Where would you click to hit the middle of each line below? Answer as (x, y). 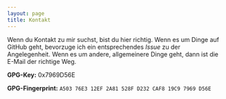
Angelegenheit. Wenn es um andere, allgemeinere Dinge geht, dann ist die (113, 54)
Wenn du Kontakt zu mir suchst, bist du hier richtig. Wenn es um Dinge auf (113, 39)
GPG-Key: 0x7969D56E (41, 75)
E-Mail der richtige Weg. (42, 61)
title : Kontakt (29, 20)
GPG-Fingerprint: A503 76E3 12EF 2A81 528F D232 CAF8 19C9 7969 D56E (109, 88)
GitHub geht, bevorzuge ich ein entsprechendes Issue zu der (94, 47)
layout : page (26, 13)
